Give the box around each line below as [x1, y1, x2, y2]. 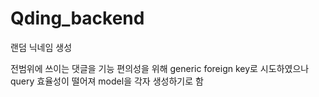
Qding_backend [10, 7, 145, 30]
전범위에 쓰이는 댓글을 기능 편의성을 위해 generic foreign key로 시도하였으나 [10, 62, 310, 74]
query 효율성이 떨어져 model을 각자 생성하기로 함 [10, 75, 204, 87]
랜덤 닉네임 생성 [10, 41, 73, 53]
